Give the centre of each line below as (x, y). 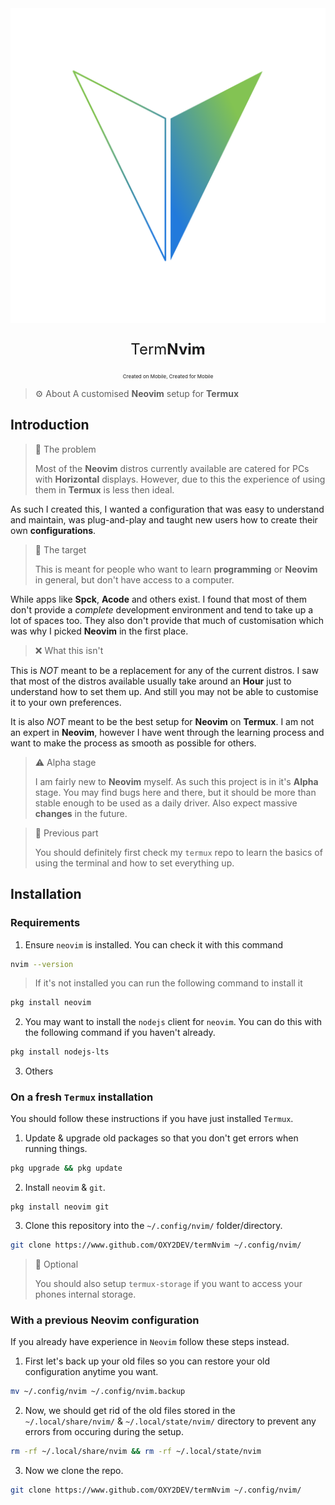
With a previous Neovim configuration (105, 1320)
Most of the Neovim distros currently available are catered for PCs (172, 468)
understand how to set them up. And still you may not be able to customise (164, 691)
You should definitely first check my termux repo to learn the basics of (178, 852)
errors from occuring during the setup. (104, 1432)
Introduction (50, 425)
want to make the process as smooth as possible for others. (133, 743)
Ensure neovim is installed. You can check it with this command (154, 944)
